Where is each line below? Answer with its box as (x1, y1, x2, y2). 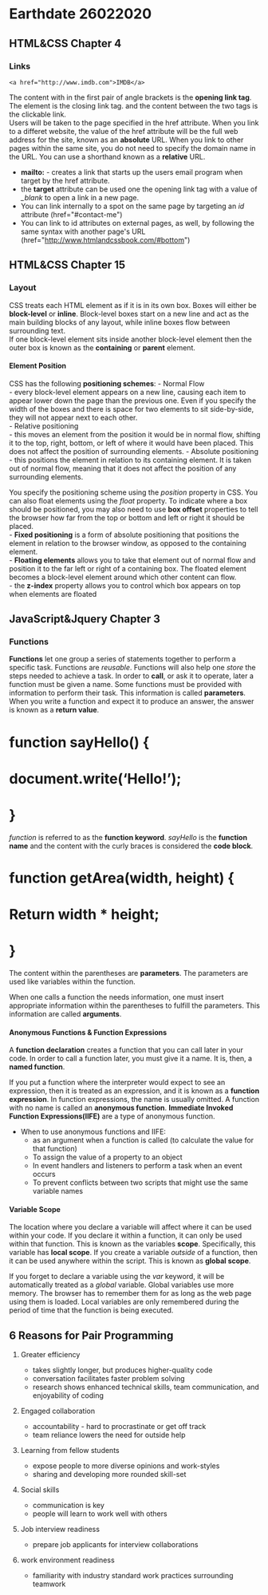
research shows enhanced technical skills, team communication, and (32, 1382, 260, 1392)
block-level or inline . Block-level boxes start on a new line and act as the (9, 309, 250, 318)
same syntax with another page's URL (20, 227, 146, 236)
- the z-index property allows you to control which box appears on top (9, 580, 242, 590)
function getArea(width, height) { (9, 869, 235, 886)
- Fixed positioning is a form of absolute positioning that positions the (9, 530, 240, 539)
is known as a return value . (9, 705, 100, 715)
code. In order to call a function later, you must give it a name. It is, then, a (9, 1054, 253, 1064)
